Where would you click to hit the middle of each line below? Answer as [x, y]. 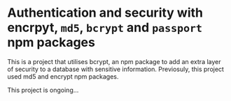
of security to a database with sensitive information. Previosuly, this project [115, 69]
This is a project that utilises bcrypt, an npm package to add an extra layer [114, 61]
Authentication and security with [105, 13]
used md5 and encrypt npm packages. [63, 76]
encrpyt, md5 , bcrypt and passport [105, 28]
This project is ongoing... [43, 90]
